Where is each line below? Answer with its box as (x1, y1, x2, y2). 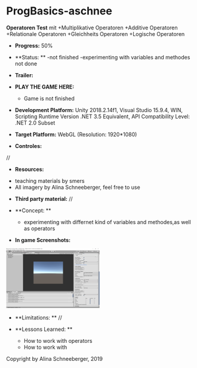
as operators (23, 225, 56, 232)
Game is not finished (23, 95, 75, 102)
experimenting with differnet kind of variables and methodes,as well (23, 218, 191, 225)
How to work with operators (23, 337, 93, 345)
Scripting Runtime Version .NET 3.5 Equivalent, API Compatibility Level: (14, 113, 190, 120)
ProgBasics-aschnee (6, 4, 112, 18)
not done (14, 60, 38, 67)
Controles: (14, 142, 42, 149)
